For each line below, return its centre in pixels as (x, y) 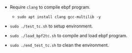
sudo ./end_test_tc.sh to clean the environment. (59, 45)
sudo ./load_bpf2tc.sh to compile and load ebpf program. (68, 36)
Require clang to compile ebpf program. (50, 7)
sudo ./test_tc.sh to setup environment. (51, 26)
